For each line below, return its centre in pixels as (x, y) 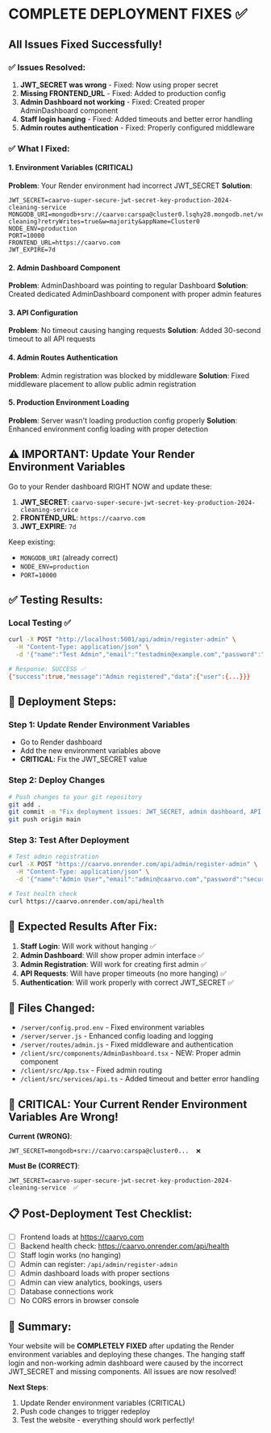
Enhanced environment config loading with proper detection (108, 429)
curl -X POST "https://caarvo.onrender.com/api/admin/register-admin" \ (133, 864)
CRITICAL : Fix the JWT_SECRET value (83, 760)
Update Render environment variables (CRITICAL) (102, 1403)
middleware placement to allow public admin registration (102, 384)
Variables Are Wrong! (63, 1116)
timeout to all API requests (52, 339)
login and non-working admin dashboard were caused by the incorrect (126, 1363)
